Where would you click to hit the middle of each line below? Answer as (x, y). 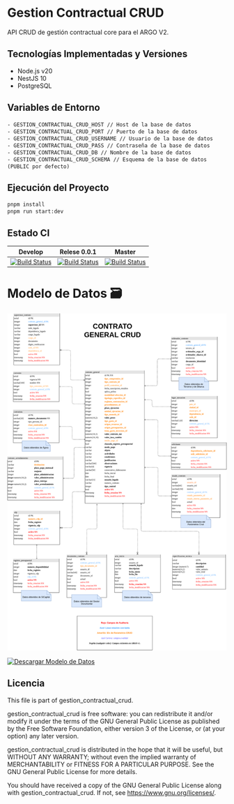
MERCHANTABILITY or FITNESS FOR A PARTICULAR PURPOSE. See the (111, 764)
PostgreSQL (34, 86)
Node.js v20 (35, 70)
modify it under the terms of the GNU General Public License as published (114, 721)
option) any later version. (43, 736)
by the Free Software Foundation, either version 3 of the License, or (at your (116, 728)
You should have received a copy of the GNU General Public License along (114, 785)
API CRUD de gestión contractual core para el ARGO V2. (88, 32)
